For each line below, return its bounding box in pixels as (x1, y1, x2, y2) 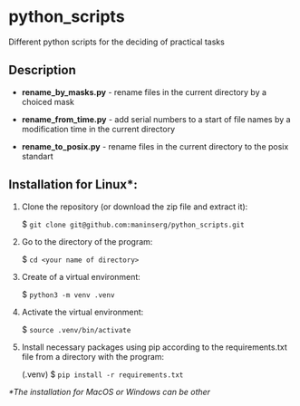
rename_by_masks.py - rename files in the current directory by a (21, 86, 267, 97)
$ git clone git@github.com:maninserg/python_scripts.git (21, 218, 246, 229)
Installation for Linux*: (8, 177, 138, 192)
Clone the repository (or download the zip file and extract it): (21, 201, 248, 212)
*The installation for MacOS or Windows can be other (8, 386, 210, 397)
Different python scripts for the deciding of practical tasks (8, 36, 226, 47)
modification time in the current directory (21, 123, 176, 134)
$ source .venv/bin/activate (21, 324, 131, 334)
